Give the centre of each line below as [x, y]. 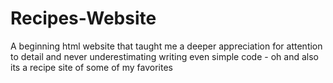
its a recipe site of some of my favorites [91, 67]
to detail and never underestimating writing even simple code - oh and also [164, 56]
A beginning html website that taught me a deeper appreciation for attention [166, 46]
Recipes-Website [83, 18]
